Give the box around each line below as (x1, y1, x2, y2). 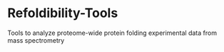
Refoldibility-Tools (7, 5, 118, 21)
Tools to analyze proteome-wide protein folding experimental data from (7, 28, 218, 37)
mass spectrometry (7, 36, 65, 44)
